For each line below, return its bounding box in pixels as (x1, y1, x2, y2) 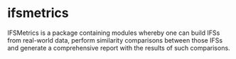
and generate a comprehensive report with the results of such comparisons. (7, 43, 230, 52)
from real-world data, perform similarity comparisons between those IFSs (7, 36, 222, 44)
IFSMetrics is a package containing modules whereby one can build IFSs (7, 28, 220, 37)
